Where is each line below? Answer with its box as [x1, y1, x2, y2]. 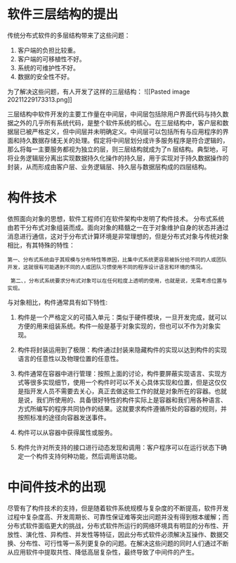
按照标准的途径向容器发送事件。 [17, 413, 110, 422]
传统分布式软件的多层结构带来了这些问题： [7, 31, 131, 39]
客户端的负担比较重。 [17, 46, 79, 54]
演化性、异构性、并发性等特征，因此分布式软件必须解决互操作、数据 [25, 530, 223, 538]
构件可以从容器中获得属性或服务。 [17, 428, 117, 436]
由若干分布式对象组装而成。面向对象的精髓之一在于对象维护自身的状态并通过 [7, 223, 229, 232]
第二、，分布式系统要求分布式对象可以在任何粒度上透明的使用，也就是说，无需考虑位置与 [10, 277, 228, 284]
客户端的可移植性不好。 [17, 54, 86, 63]
